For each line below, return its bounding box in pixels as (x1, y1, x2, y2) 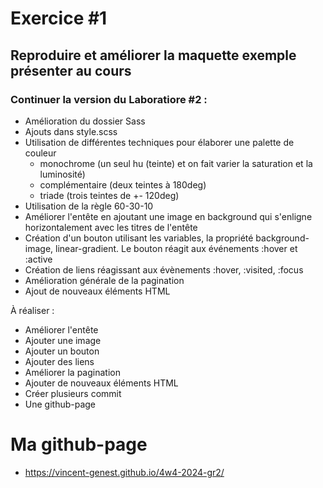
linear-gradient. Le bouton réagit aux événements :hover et (55, 242, 298, 254)
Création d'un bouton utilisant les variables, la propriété (24, 232, 254, 244)
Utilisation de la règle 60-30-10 (24, 200, 154, 212)
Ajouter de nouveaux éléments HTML (24, 377, 179, 389)
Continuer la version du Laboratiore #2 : (10, 92, 208, 106)
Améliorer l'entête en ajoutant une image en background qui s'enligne (24, 210, 313, 222)
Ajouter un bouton (24, 345, 100, 357)
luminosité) (39, 168, 86, 180)
